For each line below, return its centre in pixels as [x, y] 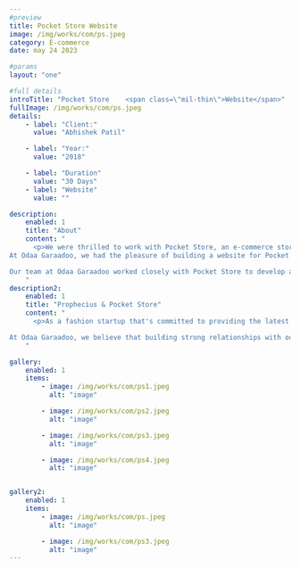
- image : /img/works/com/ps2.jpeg [105, 411]
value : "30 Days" [65, 181]
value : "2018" [59, 157]
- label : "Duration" [63, 173]
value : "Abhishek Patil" [79, 133]
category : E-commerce [50, 42]
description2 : [36, 288]
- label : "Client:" [62, 124]
